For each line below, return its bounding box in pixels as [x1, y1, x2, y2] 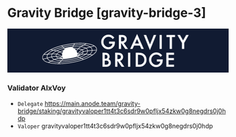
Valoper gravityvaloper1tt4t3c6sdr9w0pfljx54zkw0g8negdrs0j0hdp [17, 122, 214, 130]
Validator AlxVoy [7, 83, 66, 93]
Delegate [17, 100, 44, 107]
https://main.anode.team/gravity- [44, 99, 140, 107]
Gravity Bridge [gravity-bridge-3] [7, 5, 206, 21]
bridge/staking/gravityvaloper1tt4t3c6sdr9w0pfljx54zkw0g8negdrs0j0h [17, 107, 226, 115]
